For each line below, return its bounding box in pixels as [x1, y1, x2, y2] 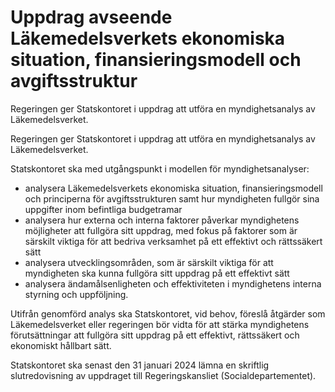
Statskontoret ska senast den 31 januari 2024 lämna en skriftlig [10, 359, 270, 371]
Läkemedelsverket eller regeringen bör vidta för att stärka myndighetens [10, 318, 310, 330]
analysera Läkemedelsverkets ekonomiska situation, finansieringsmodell [24, 182, 323, 194]
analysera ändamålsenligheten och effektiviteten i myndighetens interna [24, 277, 322, 290]
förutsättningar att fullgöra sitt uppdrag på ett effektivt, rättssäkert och [10, 329, 300, 341]
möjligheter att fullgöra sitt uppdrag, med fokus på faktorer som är [24, 224, 298, 236]
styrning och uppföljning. [24, 288, 129, 300]
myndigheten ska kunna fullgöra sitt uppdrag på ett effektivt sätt [24, 267, 290, 279]
